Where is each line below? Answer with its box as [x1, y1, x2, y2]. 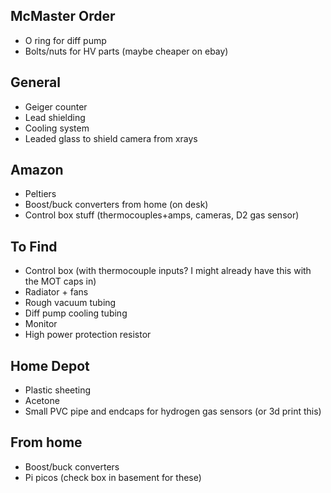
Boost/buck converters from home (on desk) [24, 199, 209, 211]
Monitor [24, 318, 58, 330]
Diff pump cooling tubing [24, 307, 128, 319]
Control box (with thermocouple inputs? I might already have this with [24, 265, 312, 277]
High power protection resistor [24, 329, 152, 341]
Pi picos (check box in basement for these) [24, 471, 202, 483]
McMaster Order [10, 8, 116, 25]
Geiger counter [24, 100, 88, 113]
